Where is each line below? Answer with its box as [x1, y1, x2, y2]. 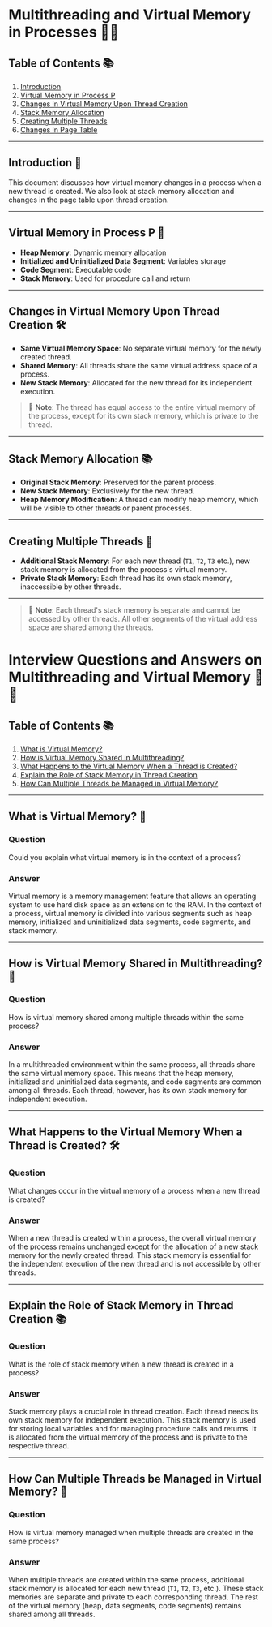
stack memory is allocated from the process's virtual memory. [19, 565, 227, 575]
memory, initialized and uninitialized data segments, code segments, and [8, 917, 251, 927]
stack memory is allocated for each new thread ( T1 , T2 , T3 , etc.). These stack [8, 1583, 264, 1593]
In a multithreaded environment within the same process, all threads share [8, 1060, 256, 1070]
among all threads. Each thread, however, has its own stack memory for [8, 1086, 248, 1095]
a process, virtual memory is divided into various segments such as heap [8, 909, 253, 919]
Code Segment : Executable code [19, 265, 132, 274]
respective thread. [8, 1441, 70, 1450]
